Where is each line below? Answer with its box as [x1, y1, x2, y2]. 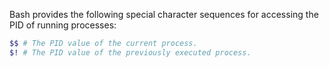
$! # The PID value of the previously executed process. [9, 47, 252, 58]
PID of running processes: [9, 19, 117, 31]
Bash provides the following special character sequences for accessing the [9, 9, 319, 20]
